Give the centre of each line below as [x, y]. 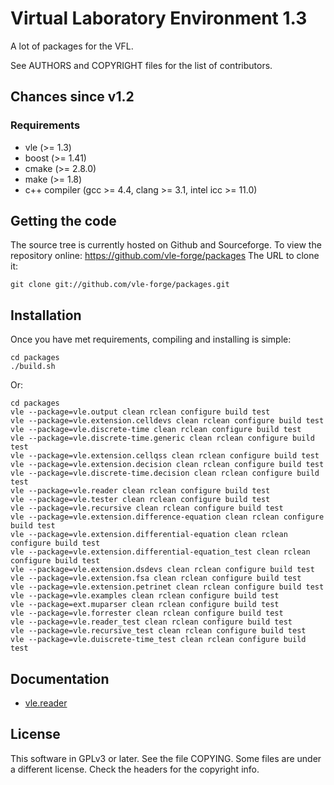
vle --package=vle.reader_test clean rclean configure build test [151, 622]
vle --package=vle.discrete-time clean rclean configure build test [156, 430]
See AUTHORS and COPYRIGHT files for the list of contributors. [141, 65]
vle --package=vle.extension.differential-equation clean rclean [149, 535]
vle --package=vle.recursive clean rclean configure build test [147, 508]
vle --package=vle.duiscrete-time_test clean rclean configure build [158, 640]
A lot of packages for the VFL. [72, 46]
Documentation [60, 678]
